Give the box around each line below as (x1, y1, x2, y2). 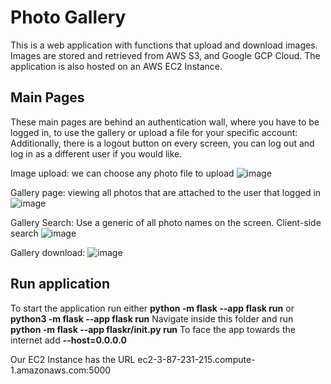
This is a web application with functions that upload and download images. (10, 39, 318, 51)
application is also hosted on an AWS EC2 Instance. (10, 60, 223, 72)
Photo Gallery (10, 6, 127, 29)
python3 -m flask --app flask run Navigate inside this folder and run (10, 312, 294, 325)
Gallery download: (10, 246, 86, 258)
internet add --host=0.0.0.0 (10, 334, 127, 346)
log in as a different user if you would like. (10, 147, 183, 160)
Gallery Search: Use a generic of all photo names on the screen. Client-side (10, 216, 322, 228)
